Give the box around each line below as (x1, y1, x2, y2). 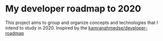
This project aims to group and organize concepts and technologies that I (5, 19, 158, 25)
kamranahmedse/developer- (88, 24, 148, 30)
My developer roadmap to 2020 (5, 3, 141, 14)
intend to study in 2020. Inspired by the (5, 24, 88, 30)
